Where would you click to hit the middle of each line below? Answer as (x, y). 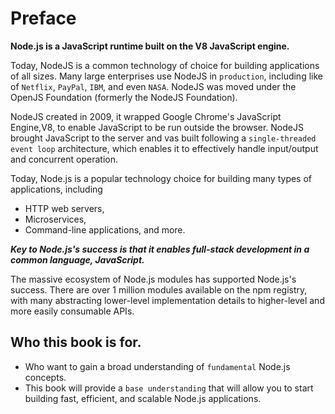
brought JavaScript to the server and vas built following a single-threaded (163, 138)
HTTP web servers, (64, 208)
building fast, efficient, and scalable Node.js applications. (143, 398)
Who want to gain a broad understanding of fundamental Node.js (157, 366)
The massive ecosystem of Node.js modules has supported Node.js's (153, 279)
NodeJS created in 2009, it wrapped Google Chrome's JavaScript (146, 116)
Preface (43, 18)
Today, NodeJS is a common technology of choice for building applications (165, 65)
